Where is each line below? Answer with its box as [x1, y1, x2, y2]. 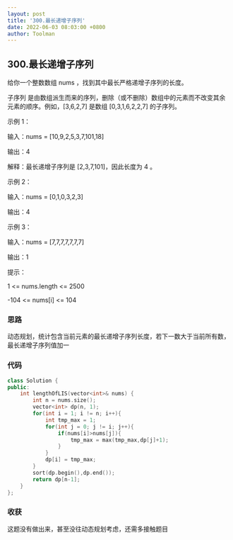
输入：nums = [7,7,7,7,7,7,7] [7, 238, 85, 247]
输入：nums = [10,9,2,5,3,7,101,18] [7, 133, 104, 141]
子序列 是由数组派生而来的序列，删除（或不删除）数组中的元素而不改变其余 [7, 94, 226, 102]
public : [7, 383, 30, 390]
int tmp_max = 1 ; [44, 416, 97, 424]
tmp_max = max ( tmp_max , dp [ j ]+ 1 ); [70, 437, 169, 444]
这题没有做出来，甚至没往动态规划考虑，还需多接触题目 [7, 524, 168, 533]
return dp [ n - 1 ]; [32, 476, 80, 483]
